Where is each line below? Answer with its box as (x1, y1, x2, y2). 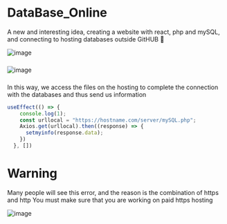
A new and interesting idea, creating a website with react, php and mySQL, (7, 28, 220, 36)
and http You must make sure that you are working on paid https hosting (7, 196, 213, 204)
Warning (7, 166, 57, 181)
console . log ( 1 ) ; (19, 110, 67, 117)
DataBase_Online (7, 5, 107, 21)
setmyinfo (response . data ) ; (25, 129, 104, 136)
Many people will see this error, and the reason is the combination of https (7, 188, 219, 196)
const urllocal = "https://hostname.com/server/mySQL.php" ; (19, 116, 197, 124)
